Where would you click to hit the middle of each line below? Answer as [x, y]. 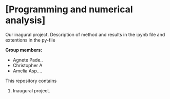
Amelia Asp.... [27, 71]
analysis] [25, 20]
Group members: [24, 50]
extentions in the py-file [30, 40]
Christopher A [27, 65]
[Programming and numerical [69, 9]
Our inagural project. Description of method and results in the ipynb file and [85, 34]
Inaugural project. [31, 90]
